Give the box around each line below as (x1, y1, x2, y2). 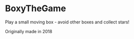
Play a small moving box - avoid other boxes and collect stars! (5, 19, 130, 25)
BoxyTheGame (5, 3, 66, 14)
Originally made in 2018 (5, 28, 53, 34)
